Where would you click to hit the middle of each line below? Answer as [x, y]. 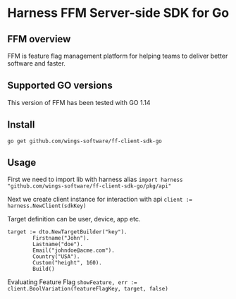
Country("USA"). [56, 257]
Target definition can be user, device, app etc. [74, 219]
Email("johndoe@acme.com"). [74, 251]
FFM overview [39, 39]
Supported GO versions [60, 86]
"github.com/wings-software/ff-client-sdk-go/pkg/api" [89, 186]
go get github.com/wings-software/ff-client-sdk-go [85, 141]
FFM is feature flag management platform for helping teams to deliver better [118, 56]
